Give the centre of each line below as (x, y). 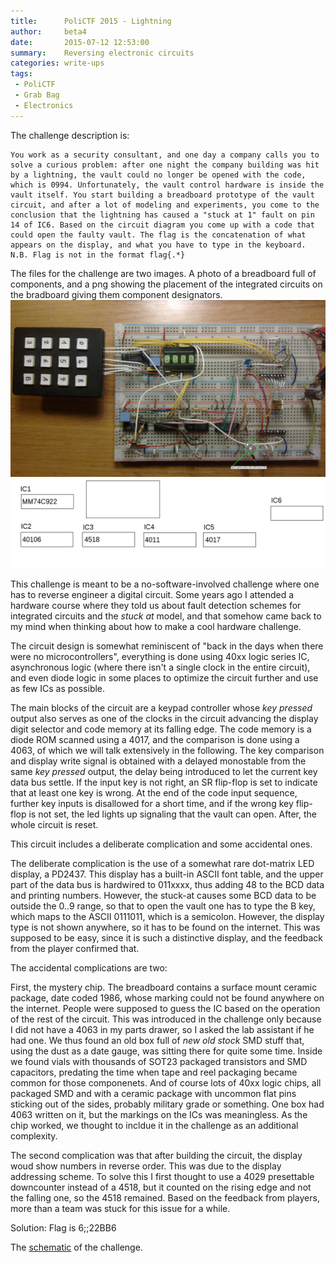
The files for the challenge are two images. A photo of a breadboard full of (163, 273)
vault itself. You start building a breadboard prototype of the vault (162, 195)
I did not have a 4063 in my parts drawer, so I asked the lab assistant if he (162, 1029)
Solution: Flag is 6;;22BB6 (63, 1227)
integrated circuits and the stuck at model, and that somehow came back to (166, 616)
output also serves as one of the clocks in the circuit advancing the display (164, 718)
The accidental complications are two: (89, 967)
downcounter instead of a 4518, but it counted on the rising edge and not (161, 1187)
